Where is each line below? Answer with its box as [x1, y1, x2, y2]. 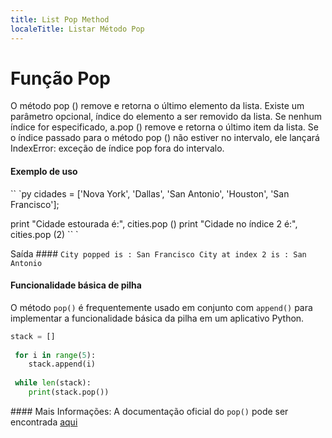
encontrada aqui [10, 416, 78, 428]
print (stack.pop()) [28, 387, 110, 398]
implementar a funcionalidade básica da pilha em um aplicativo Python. [10, 312, 305, 324]
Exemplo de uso [10, 166, 78, 178]
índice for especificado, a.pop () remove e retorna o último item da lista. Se [10, 121, 319, 133]
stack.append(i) [28, 359, 97, 370]
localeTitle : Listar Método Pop [10, 24, 145, 34]
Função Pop [10, 67, 111, 90]
